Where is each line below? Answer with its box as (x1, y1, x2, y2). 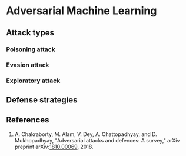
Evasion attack (6, 61, 49, 69)
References (6, 115, 49, 125)
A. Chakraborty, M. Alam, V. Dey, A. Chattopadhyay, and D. (14, 131, 157, 138)
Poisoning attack (6, 45, 56, 54)
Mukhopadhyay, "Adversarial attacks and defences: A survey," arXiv (14, 137, 180, 144)
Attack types (6, 28, 55, 38)
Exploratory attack (6, 77, 61, 85)
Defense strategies (6, 95, 78, 105)
